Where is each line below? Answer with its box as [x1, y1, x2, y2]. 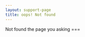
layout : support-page [5, 7, 51, 13]
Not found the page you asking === [5, 26, 80, 32]
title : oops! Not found [5, 12, 56, 17]
